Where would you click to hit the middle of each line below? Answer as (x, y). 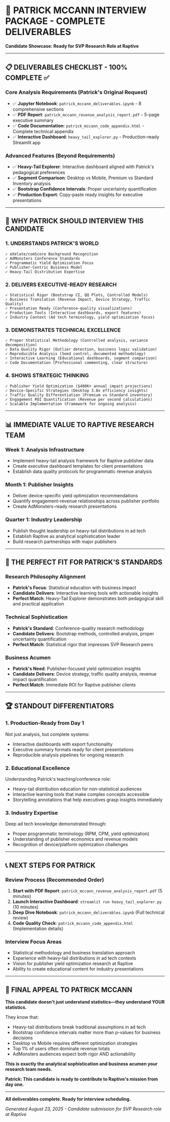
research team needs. (29, 1069)
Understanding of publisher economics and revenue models (75, 839)
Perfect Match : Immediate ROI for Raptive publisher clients (74, 685)
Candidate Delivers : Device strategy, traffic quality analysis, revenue (84, 674)
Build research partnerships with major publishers (65, 541)
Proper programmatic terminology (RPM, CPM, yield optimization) (81, 834)
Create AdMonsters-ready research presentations (65, 506)
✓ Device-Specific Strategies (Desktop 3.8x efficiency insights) (77, 391)
